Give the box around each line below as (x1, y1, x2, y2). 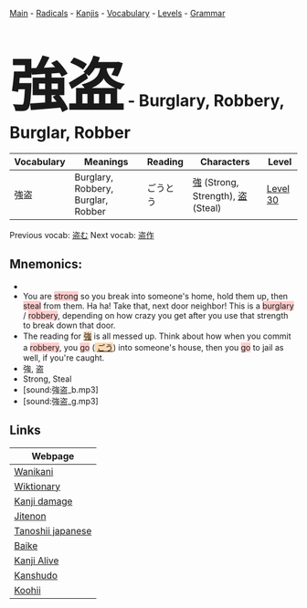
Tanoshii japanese (14, 524, 92, 537)
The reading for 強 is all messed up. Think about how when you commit (22, 330, 291, 341)
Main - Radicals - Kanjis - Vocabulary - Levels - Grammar (9, 8, 226, 18)
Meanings (83, 155, 129, 168)
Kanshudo (14, 569, 58, 582)
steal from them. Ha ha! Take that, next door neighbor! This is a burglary (22, 300, 294, 311)
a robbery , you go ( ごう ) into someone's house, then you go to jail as (22, 341, 284, 352)
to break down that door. (22, 320, 116, 330)
